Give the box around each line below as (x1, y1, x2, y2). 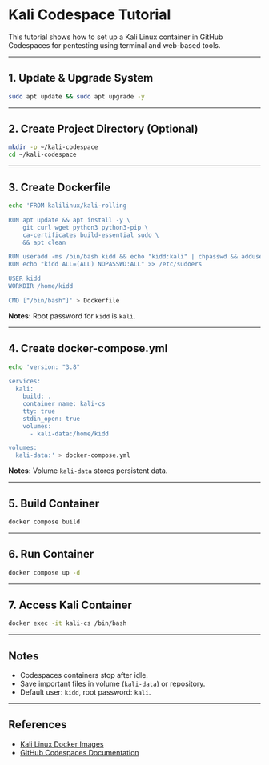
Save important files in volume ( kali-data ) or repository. (19, 679, 206, 689)
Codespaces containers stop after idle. (19, 671, 148, 680)
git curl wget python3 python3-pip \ (22, 223, 149, 231)
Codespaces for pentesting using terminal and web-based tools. (8, 40, 221, 50)
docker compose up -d (8, 568, 81, 577)
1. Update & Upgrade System (8, 71, 154, 85)
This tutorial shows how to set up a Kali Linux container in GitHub (8, 32, 223, 42)
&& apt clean (22, 238, 66, 246)
